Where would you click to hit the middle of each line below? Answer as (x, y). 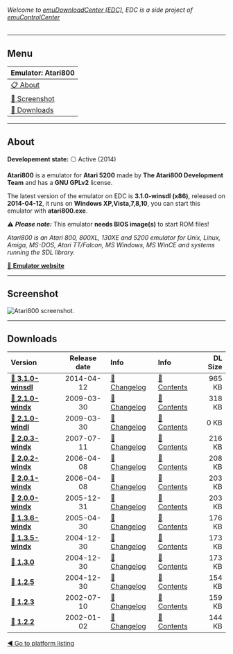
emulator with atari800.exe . (48, 211)
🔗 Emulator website (36, 265)
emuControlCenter (34, 17)
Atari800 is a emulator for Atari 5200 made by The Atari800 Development (115, 175)
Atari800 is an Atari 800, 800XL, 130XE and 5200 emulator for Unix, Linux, (114, 237)
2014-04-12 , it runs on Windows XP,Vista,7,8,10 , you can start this (104, 203)
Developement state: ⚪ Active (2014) (62, 159)
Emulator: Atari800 (43, 73)
